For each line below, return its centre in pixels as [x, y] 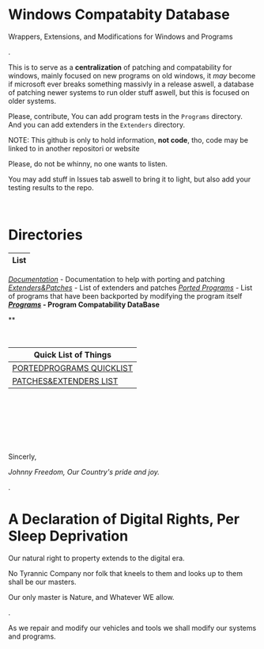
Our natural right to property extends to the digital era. [96, 558]
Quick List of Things [73, 354]
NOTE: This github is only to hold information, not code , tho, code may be [128, 139]
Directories [45, 235]
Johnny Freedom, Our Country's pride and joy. [84, 471]
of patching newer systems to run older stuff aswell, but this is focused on [129, 92]
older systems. [32, 101]
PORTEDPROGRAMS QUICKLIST [73, 368]
